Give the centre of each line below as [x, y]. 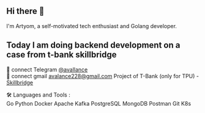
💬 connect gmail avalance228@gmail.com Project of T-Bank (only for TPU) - [103, 76]
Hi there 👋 [25, 11]
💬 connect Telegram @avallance [47, 69]
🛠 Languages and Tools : [38, 95]
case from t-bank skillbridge [62, 55]
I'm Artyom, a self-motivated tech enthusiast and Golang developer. [92, 26]
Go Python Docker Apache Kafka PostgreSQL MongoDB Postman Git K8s [99, 103]
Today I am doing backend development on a [93, 46]
